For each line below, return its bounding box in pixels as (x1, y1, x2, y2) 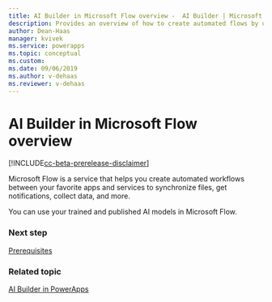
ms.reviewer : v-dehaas (8, 79, 85, 87)
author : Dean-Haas (8, 27, 70, 35)
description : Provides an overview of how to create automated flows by (8, 19, 259, 28)
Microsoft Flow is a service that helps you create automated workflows (8, 174, 245, 184)
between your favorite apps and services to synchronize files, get (8, 183, 227, 193)
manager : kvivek (8, 34, 63, 43)
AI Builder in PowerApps (8, 284, 89, 294)
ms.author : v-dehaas (8, 72, 79, 80)
